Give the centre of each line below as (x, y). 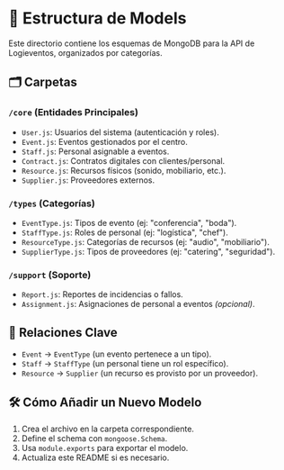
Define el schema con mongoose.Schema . (94, 438)
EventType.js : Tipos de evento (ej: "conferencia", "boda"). (129, 222)
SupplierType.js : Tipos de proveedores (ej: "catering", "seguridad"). (148, 251)
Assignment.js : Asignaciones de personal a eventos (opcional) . (138, 304)
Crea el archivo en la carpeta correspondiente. (108, 429)
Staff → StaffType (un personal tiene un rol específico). (125, 364)
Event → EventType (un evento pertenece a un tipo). (116, 354)
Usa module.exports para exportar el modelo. (105, 447)
